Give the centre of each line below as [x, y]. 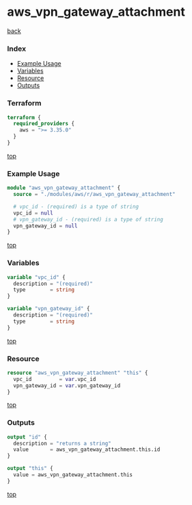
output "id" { [27, 437]
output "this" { [30, 469]
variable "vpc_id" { [37, 277]
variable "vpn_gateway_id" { [49, 309]
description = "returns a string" [62, 443]
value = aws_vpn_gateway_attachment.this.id [87, 449]
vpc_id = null [33, 213]
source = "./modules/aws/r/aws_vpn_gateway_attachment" [94, 195]
